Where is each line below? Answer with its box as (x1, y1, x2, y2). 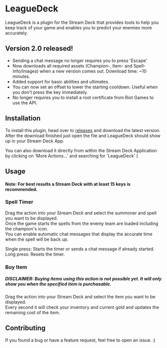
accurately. (5, 30, 28, 36)
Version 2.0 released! (5, 44, 74, 53)
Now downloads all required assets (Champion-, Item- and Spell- (12, 63, 146, 69)
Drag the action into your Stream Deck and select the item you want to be (5, 293, 156, 299)
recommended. (5, 186, 38, 192)
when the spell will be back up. (5, 236, 69, 242)
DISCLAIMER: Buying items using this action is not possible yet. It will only (5, 276, 162, 282)
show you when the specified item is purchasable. (5, 281, 112, 287)
